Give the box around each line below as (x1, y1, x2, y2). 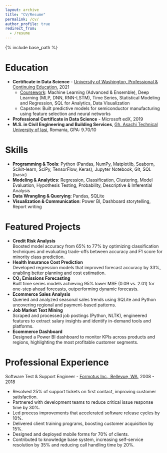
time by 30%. (12, 404, 40, 410)
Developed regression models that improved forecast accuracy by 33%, (12, 264, 161, 270)
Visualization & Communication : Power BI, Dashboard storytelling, (12, 198, 151, 204)
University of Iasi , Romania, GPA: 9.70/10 (12, 127, 96, 133)
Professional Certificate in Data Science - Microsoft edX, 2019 (12, 116, 143, 122)
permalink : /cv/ (5, 17, 39, 22)
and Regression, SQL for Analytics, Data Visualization (19, 100, 130, 106)
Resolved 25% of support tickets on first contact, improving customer (12, 388, 156, 394)
